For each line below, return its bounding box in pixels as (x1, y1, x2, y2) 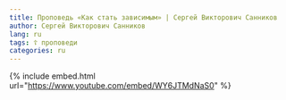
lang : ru (9, 29, 42, 38)
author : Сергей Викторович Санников (9, 21, 146, 30)
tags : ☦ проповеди (9, 37, 78, 47)
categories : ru (9, 46, 66, 55)
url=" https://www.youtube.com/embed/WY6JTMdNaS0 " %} (9, 80, 231, 91)
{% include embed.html (9, 71, 96, 81)
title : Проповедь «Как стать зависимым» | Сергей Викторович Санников (9, 12, 278, 22)
